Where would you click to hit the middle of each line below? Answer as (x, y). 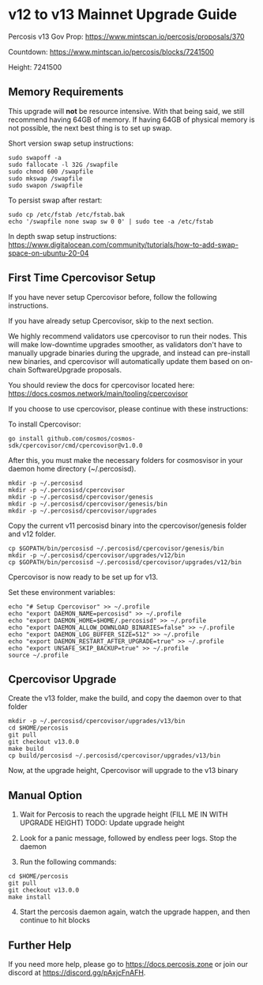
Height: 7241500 (35, 67)
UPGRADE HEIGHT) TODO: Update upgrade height (102, 823)
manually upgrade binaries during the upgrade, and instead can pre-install (129, 353)
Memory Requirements (66, 92)
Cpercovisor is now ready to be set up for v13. (83, 577)
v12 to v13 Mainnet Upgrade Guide (123, 15)
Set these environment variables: (62, 592)
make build (26, 749)
